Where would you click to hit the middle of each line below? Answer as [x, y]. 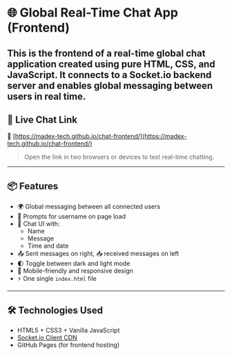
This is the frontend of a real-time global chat [106, 53]
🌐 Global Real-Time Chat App [93, 13]
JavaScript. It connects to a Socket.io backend [109, 75]
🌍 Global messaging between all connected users [89, 207]
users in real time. [47, 96]
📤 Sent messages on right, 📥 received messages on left [98, 254]
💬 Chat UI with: [38, 224]
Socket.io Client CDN [47, 338]
